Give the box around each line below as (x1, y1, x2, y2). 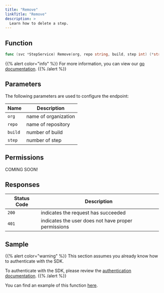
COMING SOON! (5, 166, 38, 172)
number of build (26, 129, 63, 135)
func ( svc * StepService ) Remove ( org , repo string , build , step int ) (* (5, 52, 154, 57)
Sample (5, 240, 29, 248)
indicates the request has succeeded (41, 209, 126, 216)
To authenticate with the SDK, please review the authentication (5, 268, 132, 274)
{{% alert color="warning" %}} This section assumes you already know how (5, 253, 158, 259)
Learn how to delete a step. (9, 21, 69, 26)
